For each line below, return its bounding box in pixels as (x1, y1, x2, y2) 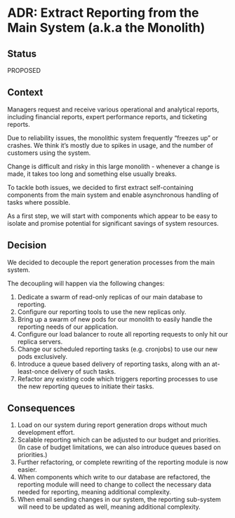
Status (7, 48, 37, 60)
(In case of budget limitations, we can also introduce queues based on (17, 443, 221, 451)
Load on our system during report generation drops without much (17, 421, 208, 429)
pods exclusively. (17, 352, 68, 360)
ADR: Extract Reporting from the (7, 5, 199, 21)
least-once (17, 367, 49, 376)
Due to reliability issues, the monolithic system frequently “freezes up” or (7, 133, 219, 142)
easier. (17, 465, 37, 474)
